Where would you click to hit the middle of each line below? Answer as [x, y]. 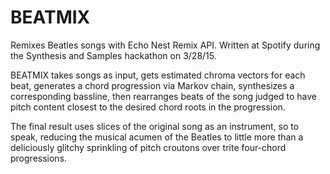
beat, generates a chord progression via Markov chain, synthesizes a [152, 85]
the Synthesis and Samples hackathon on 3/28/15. [113, 55]
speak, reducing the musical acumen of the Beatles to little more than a [157, 137]
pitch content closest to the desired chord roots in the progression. [148, 107]
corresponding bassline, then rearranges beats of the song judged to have [163, 96]
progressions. [39, 158]
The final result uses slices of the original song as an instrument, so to [155, 126]
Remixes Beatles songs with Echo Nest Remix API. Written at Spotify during [165, 45]
